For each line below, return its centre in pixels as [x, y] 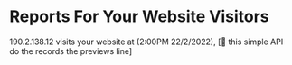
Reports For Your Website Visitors [139, 17]
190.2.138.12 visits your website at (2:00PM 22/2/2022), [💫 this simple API [146, 42]
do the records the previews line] [71, 51]
